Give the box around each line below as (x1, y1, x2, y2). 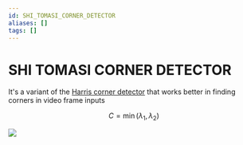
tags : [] (8, 26, 37, 34)
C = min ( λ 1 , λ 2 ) (108, 111, 159, 123)
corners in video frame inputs (8, 96, 105, 105)
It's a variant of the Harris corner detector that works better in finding (8, 87, 236, 96)
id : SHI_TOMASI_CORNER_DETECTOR (8, 11, 116, 20)
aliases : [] (8, 19, 48, 27)
